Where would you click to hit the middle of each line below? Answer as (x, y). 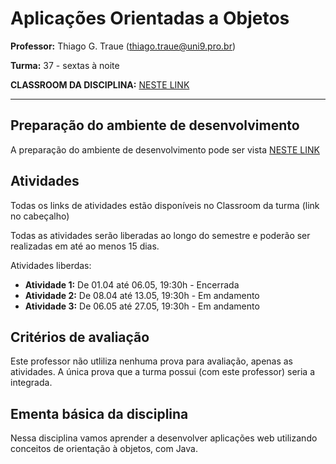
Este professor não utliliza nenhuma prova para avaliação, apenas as (152, 361)
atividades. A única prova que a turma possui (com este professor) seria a (163, 372)
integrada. (31, 383)
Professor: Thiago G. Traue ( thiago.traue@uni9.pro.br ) (123, 46)
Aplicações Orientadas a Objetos (150, 18)
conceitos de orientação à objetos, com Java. (104, 449)
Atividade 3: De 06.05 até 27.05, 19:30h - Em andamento (142, 306)
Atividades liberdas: (51, 265)
